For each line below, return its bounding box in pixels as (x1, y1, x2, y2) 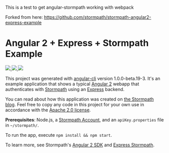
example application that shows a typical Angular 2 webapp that (5, 81, 140, 87)
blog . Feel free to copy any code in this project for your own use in (5, 101, 145, 107)
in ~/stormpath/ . (5, 122, 39, 128)
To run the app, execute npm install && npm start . (5, 132, 112, 138)
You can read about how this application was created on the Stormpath (5, 96, 154, 102)
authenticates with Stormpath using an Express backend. (5, 86, 125, 92)
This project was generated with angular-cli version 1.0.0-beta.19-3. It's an (5, 75, 161, 81)
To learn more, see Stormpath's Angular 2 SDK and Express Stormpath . (5, 142, 155, 148)
